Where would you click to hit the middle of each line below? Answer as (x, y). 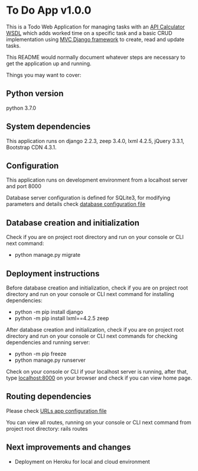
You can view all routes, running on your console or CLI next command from (99, 422)
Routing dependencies (49, 397)
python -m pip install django (49, 312)
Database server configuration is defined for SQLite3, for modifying (88, 198)
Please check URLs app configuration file (56, 410)
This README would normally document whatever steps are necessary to (96, 57)
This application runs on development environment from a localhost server (97, 180)
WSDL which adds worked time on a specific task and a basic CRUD (89, 33)
